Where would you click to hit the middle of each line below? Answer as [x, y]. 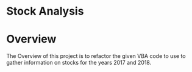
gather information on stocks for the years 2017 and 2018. [79, 63]
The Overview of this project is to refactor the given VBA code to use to [96, 56]
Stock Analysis [45, 11]
